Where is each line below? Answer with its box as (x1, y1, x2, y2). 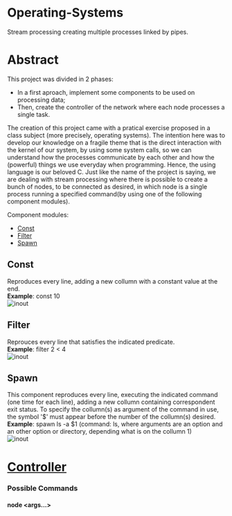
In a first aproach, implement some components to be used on (17, 88, 195, 96)
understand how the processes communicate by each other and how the (7, 153, 215, 161)
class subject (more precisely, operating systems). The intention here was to (7, 131, 226, 139)
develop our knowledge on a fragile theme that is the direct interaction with (7, 138, 222, 147)
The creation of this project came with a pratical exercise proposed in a (7, 123, 211, 132)
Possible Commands (7, 483, 78, 493)
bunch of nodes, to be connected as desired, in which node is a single (7, 182, 208, 191)
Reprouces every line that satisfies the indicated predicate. (7, 338, 175, 346)
